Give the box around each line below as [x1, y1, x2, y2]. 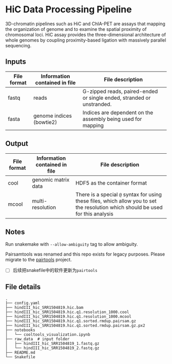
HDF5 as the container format [75, 179, 147, 186]
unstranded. [82, 100, 112, 107]
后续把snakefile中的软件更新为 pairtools [12, 267, 98, 274]
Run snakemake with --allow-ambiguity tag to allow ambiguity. [5, 241, 138, 247]
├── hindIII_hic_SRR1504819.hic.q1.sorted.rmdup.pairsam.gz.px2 [5, 323, 145, 329]
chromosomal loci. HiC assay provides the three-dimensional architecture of [5, 31, 166, 38]
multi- [32, 197, 48, 204]
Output [5, 139, 28, 148]
